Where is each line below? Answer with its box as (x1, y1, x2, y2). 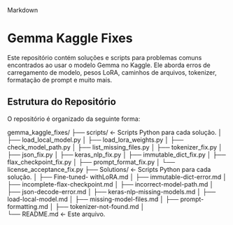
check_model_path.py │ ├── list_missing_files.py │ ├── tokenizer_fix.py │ (7, 143, 223, 151)
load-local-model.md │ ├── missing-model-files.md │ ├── (7, 195, 179, 203)
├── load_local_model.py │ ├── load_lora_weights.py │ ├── (7, 136, 184, 144)
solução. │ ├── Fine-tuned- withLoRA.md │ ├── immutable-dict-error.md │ (7, 173, 227, 181)
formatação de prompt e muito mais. (7, 75, 113, 84)
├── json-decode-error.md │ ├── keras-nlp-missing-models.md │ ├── (7, 187, 216, 196)
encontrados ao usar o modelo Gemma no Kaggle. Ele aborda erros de (7, 61, 211, 69)
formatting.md (7, 202, 49, 210)
